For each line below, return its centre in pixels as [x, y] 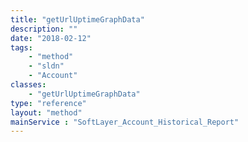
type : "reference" [48, 103]
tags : [21, 47]
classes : [28, 85]
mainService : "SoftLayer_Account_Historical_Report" [125, 122]
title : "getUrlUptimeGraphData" [77, 19]
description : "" [44, 29]
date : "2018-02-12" [51, 38]
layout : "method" [46, 112]
